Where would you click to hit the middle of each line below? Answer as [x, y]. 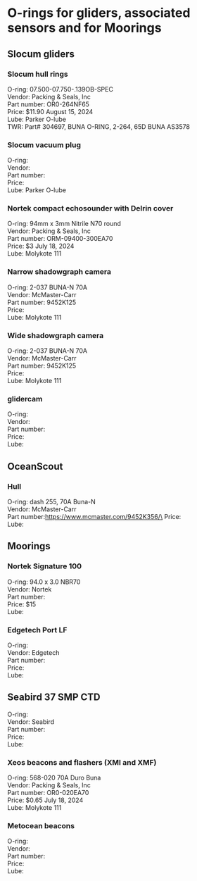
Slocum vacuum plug [44, 144]
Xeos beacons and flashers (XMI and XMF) [82, 762]
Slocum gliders [41, 54]
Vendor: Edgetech [33, 653]
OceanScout [35, 466]
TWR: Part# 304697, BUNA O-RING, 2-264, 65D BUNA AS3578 [99, 126]
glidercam [25, 399]
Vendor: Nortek [30, 589]
